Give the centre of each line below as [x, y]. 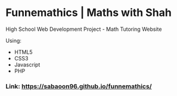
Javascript [27, 65]
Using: [14, 40]
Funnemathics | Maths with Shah [89, 13]
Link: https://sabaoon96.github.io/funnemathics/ [79, 86]
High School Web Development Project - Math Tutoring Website [84, 29]
